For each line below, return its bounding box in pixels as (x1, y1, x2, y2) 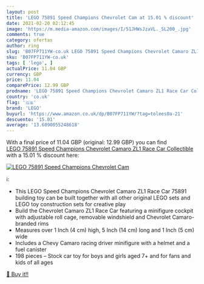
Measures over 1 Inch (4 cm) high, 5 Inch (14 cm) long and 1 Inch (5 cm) (15, 226, 195, 234)
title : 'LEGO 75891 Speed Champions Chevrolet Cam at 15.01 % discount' (6, 15, 194, 21)
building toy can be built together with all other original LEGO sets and (15, 194, 191, 201)
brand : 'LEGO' (6, 105, 42, 111)
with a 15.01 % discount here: (6, 151, 80, 159)
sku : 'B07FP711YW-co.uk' (6, 54, 69, 60)
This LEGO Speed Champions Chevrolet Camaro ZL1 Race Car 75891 (15, 188, 187, 195)
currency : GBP (6, 71, 42, 77)
